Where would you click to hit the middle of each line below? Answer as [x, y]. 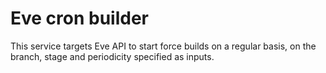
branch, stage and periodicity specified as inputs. [112, 56]
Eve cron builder [80, 18]
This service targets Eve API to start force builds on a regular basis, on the [163, 46]
